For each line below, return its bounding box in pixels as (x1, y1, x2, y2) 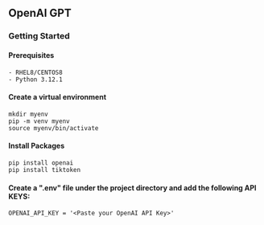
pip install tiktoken (8, 166, 81, 174)
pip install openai (8, 158, 74, 167)
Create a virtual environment (8, 92, 107, 102)
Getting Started (8, 31, 70, 42)
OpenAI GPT (8, 6, 72, 20)
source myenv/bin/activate (8, 124, 99, 132)
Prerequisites (8, 50, 55, 59)
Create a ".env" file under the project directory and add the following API (8, 182, 257, 192)
